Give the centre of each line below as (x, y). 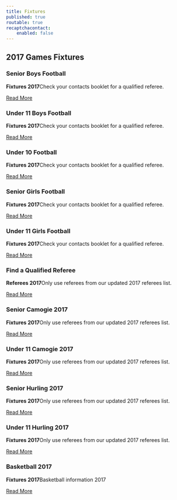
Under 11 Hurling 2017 (37, 427)
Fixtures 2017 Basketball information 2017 (56, 479)
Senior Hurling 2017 (35, 388)
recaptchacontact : (28, 28)
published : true (26, 17)
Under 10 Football (32, 152)
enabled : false (35, 33)
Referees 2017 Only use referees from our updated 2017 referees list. (89, 283)
